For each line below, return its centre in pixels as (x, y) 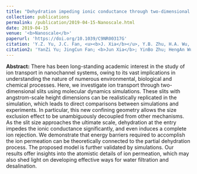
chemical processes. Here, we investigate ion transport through (83, 85)
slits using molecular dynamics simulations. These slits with (108, 91)
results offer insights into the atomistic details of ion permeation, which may (98, 153)
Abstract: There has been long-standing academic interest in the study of (96, 66)
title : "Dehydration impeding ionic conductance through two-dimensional (98, 11)
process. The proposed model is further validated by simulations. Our (90, 147)
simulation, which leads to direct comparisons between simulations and (92, 104)
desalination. (21, 166)
